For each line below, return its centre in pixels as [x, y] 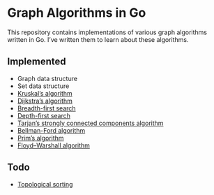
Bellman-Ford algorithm [51, 130]
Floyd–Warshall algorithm [54, 145]
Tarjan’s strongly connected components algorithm [90, 123]
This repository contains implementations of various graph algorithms [107, 32]
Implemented [37, 62]
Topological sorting [45, 184]
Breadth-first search [46, 108]
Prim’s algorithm [40, 138]
